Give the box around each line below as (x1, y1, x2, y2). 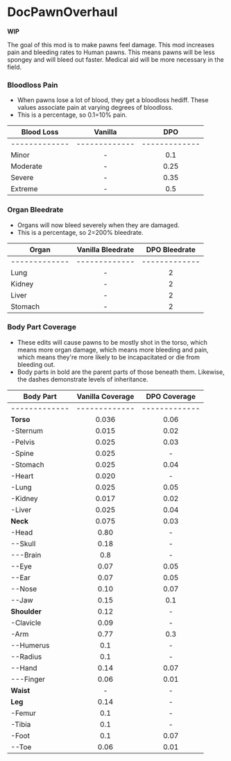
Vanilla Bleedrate (76, 245, 135, 254)
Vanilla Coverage (76, 391, 135, 401)
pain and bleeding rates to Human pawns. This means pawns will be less (7, 48, 215, 56)
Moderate (10, 161, 43, 171)
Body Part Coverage (7, 322, 76, 332)
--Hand (10, 663, 37, 673)
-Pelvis (10, 437, 35, 447)
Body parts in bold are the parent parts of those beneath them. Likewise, (17, 368, 225, 376)
